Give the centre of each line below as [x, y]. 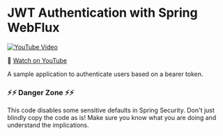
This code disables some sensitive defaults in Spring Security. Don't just [111, 110]
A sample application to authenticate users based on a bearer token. [105, 74]
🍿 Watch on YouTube [37, 60]
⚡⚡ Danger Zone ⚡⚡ [41, 92]
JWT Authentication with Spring [102, 13]
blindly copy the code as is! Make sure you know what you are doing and [112, 118]
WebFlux [33, 28]
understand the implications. [48, 125]
